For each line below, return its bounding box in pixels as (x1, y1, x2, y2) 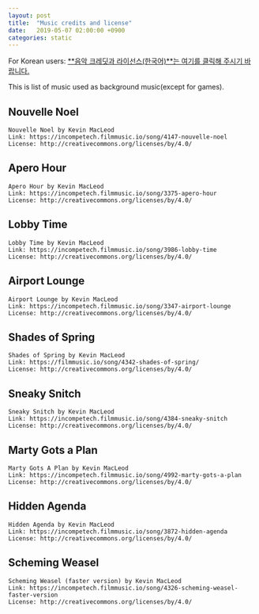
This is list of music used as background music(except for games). (8, 82, 225, 92)
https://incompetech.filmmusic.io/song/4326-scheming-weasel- (28, 584, 238, 592)
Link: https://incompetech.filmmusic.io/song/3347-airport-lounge (8, 302, 231, 310)
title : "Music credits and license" (8, 19, 133, 27)
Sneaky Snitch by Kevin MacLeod (8, 408, 114, 416)
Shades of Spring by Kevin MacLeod (8, 352, 126, 360)
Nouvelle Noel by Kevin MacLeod (8, 126, 114, 135)
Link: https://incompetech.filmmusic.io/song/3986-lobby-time (8, 246, 217, 254)
